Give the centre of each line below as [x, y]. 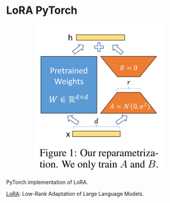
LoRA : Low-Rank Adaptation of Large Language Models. [75, 194]
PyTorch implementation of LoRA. [47, 182]
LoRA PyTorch [42, 10]
